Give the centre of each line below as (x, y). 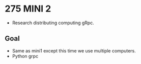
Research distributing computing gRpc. (53, 23)
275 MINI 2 (28, 9)
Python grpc (25, 56)
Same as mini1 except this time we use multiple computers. (74, 50)
